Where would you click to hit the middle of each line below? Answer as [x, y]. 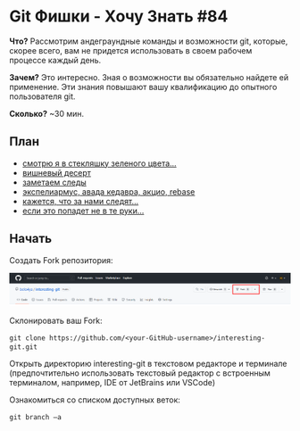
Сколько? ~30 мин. [47, 113]
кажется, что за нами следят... [80, 201]
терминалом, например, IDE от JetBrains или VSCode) [112, 383]
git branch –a [36, 418]
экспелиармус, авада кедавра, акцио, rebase [108, 191]
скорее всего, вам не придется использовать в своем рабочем [131, 50]
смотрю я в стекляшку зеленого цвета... [99, 163]
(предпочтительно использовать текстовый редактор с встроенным [140, 373]
